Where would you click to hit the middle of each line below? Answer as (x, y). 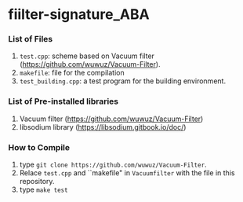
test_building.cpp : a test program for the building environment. (122, 81)
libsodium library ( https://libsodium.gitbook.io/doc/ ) (103, 127)
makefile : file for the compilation (72, 73)
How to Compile (39, 147)
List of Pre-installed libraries (63, 101)
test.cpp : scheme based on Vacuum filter (87, 56)
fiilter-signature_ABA (79, 15)
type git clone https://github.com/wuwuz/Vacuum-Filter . (113, 165)
